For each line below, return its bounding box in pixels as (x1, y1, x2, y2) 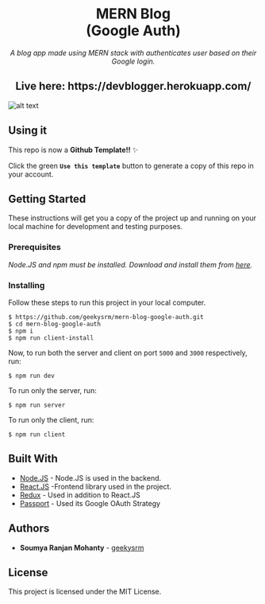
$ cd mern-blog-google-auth (8, 320, 102, 328)
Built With (8, 452, 58, 466)
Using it (8, 124, 48, 138)
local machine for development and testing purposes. (8, 222, 183, 232)
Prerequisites (8, 242, 61, 253)
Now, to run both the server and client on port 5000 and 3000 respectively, (8, 348, 248, 357)
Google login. (111, 57, 156, 66)
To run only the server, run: (8, 385, 97, 395)
